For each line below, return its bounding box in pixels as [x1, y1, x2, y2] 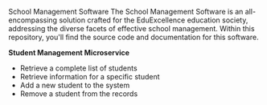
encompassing [8, 15, 58, 25]
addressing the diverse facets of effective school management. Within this [8, 24, 255, 33]
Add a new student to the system [19, 80, 130, 90]
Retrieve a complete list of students [19, 63, 138, 73]
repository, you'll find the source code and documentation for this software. [8, 32, 259, 42]
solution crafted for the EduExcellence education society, [59, 15, 249, 25]
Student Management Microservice [8, 48, 130, 57]
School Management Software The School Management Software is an [8, 7, 244, 16]
